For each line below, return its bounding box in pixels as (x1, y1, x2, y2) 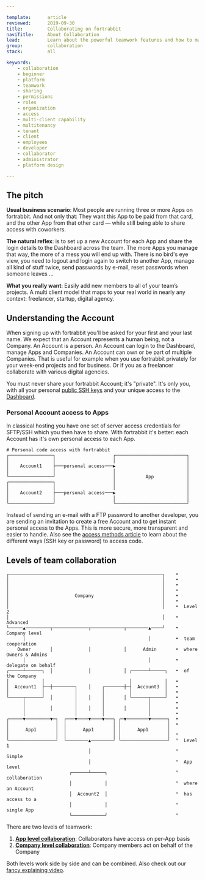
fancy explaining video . (6, 867, 65, 874)
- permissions (17, 94, 53, 100)
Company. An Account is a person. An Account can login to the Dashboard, (6, 342, 196, 350)
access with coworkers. (6, 226, 66, 233)
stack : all (6, 48, 56, 55)
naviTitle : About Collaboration (6, 31, 99, 37)
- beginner (17, 71, 45, 77)
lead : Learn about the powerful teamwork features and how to (6, 37, 192, 43)
